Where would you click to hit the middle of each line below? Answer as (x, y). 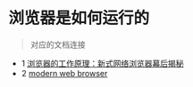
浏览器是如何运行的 (79, 18)
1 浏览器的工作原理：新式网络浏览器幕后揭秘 (102, 63)
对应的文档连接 (58, 44)
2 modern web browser (64, 73)
